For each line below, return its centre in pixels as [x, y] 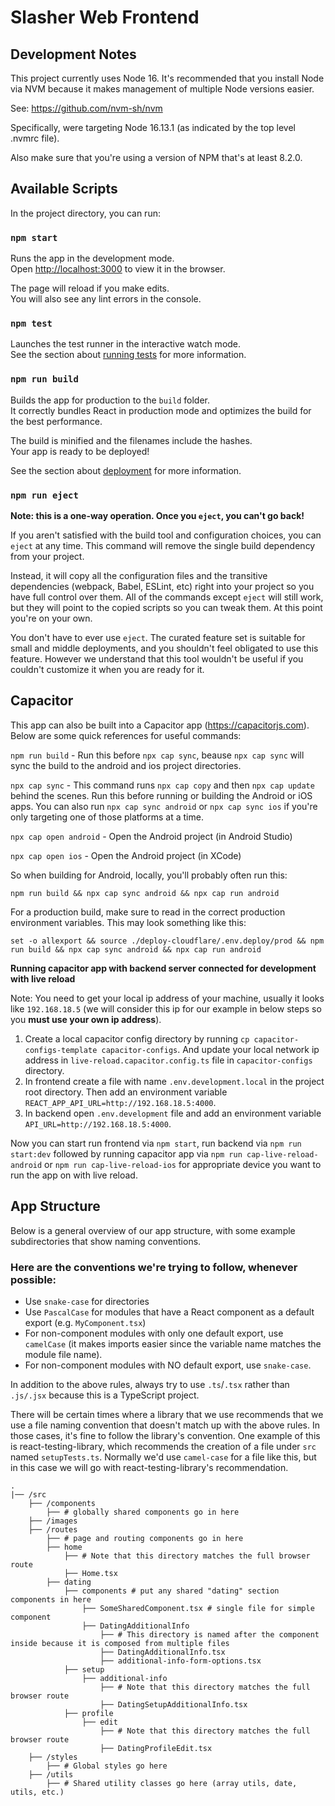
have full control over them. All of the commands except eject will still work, [167, 597]
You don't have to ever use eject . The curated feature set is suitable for [158, 637]
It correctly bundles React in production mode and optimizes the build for [161, 410]
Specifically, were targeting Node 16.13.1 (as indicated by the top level [153, 127]
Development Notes [73, 54]
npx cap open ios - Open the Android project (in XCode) [126, 855]
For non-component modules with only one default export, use [154, 1333]
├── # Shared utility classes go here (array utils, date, [172, 1783]
